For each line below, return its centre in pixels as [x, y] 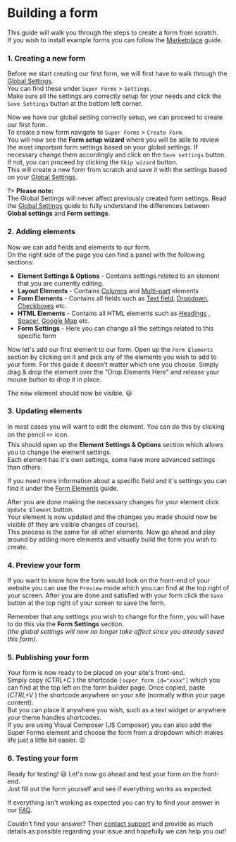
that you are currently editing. [61, 283]
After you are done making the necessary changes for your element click [113, 501]
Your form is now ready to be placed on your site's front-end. [96, 673]
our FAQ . [20, 810]
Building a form [53, 13]
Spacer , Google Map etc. [54, 321]
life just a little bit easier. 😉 [46, 740]
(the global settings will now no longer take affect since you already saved [116, 632]
